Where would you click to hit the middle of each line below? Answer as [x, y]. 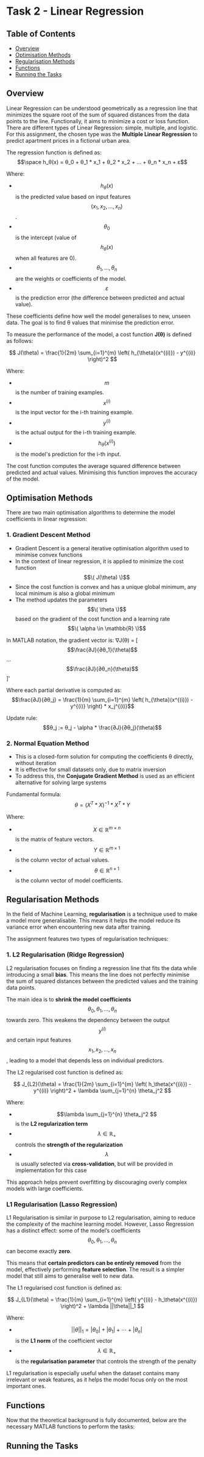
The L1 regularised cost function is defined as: [64, 1287]
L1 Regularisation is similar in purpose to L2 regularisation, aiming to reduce [101, 1218]
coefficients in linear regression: [47, 519]
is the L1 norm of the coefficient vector [64, 1340]
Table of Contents [41, 34]
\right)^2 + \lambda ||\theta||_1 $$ [102, 1306]
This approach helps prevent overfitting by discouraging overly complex [97, 1182]
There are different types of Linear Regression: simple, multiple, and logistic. [102, 128]
